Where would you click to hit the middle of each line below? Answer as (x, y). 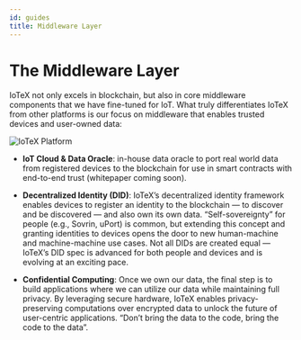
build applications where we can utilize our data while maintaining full (151, 290)
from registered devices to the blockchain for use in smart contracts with (157, 168)
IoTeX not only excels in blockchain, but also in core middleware (128, 95)
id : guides (30, 18)
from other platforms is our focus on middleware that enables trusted (137, 114)
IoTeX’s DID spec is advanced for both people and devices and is (142, 253)
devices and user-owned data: (66, 124)
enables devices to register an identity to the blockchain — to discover (153, 205)
